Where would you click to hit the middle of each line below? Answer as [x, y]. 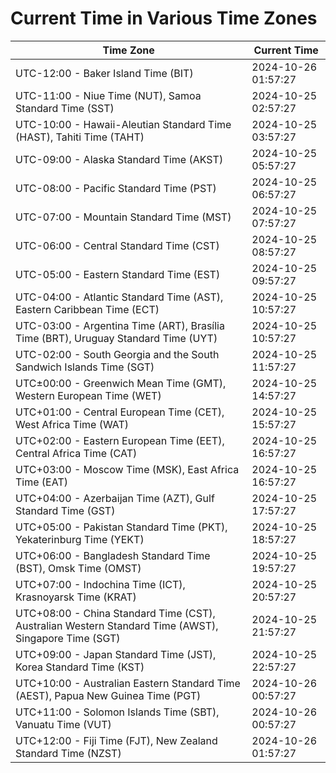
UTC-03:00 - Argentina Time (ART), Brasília [120, 325]
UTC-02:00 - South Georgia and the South [117, 354]
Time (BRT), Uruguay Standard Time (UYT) [116, 338]
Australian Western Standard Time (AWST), [117, 625]
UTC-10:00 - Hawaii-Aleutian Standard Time [123, 124]
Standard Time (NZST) [68, 753]
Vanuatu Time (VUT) [63, 724]
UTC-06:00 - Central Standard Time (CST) [117, 245]
